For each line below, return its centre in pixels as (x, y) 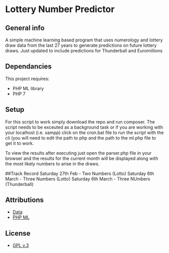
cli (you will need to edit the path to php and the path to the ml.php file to (81, 138)
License (18, 233)
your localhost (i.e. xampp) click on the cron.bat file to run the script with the (84, 133)
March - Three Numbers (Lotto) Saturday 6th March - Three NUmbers (78, 179)
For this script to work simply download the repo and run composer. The (80, 121)
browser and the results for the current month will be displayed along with (82, 158)
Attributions (25, 200)
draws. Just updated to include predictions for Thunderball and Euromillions (84, 51)
